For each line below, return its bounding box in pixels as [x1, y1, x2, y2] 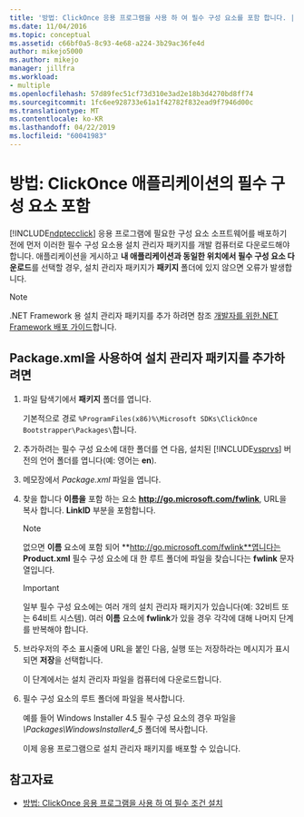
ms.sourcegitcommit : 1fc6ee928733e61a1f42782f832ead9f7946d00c [9, 97, 254, 107]
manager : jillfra [9, 64, 75, 74]
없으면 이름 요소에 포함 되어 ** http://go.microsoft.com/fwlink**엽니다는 [22, 541, 281, 552]
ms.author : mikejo [9, 55, 79, 64]
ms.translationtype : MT [9, 106, 100, 115]
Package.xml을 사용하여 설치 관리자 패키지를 [9, 350, 250, 366]
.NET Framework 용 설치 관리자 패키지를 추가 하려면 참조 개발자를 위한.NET [9, 310, 279, 320]
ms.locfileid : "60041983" [9, 132, 107, 141]
